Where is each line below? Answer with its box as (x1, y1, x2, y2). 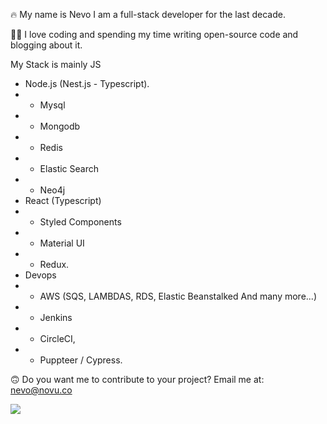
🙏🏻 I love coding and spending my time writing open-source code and (10, 29, 299, 40)
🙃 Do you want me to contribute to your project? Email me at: (10, 374, 265, 385)
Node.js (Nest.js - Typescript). (24, 78, 150, 89)
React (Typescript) (24, 195, 102, 206)
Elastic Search (39, 163, 100, 174)
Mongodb (39, 120, 81, 132)
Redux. (39, 259, 70, 270)
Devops (24, 269, 57, 281)
